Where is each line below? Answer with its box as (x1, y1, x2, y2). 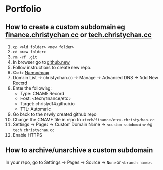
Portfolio (5, 3, 42, 15)
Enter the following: (12, 85, 52, 91)
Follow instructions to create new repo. (12, 65, 92, 70)
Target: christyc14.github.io (20, 101, 75, 106)
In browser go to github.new (12, 59, 70, 65)
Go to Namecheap (12, 70, 50, 75)
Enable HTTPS (12, 132, 42, 138)
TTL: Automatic (20, 106, 51, 112)
